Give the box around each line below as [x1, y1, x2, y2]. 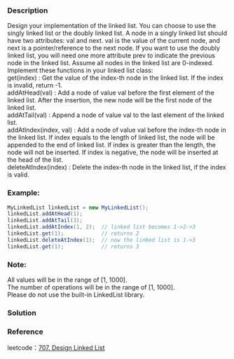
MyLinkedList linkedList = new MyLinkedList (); [7, 204, 149, 211]
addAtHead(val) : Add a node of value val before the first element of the [7, 88, 215, 97]
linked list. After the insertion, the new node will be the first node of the [7, 96, 212, 104]
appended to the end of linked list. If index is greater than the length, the [7, 141, 216, 149]
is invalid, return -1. [7, 81, 63, 90]
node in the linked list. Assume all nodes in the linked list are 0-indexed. [7, 59, 214, 67]
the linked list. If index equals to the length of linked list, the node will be [7, 133, 215, 142]
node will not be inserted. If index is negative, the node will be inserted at [7, 148, 219, 156]
